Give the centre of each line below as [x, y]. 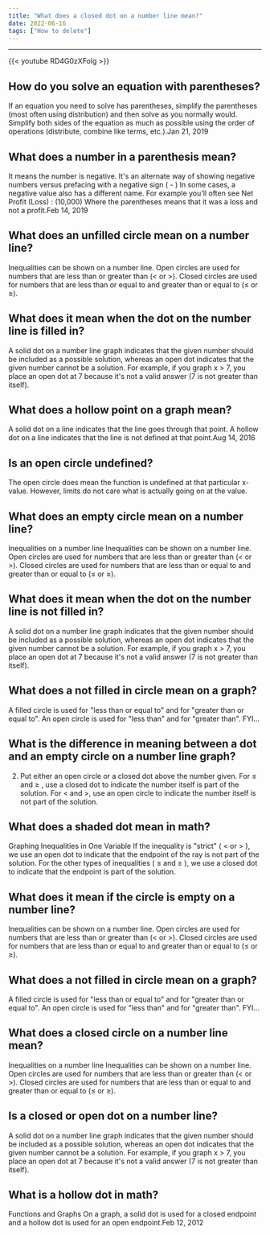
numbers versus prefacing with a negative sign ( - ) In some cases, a [122, 185]
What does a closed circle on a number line [118, 1033]
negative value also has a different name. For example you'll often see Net [131, 193]
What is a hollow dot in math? [84, 1194]
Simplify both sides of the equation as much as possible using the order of [131, 123]
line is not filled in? [56, 612]
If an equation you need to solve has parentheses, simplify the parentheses [133, 106]
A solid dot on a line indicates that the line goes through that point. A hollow [133, 429]
